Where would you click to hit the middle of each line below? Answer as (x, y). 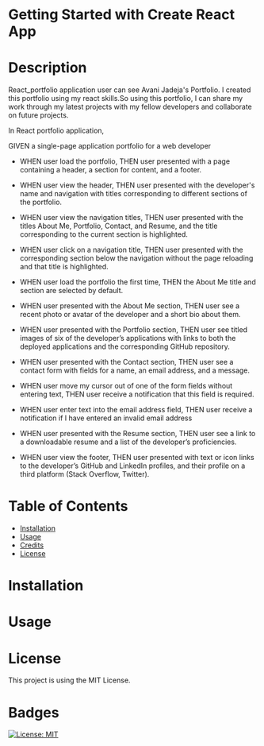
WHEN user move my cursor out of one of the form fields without (126, 386)
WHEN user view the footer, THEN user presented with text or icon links (137, 458)
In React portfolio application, (56, 131)
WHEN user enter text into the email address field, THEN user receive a (136, 410)
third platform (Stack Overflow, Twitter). (84, 474)
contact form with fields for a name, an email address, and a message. (135, 370)
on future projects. (38, 115)
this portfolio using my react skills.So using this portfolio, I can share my (126, 99)
